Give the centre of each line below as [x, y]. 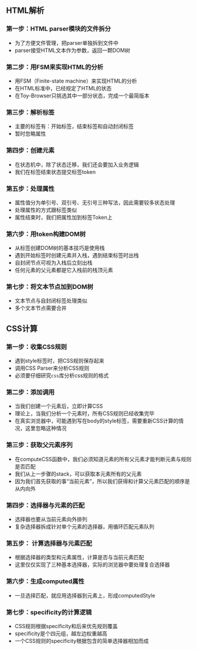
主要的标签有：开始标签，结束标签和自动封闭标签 [74, 126]
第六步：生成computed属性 [45, 582]
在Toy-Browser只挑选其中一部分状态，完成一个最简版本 [82, 96]
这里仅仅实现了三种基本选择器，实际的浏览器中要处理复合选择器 [92, 564]
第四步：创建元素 [30, 150]
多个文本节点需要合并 [40, 308]
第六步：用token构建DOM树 [46, 234]
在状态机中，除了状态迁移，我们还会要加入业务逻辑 [77, 165]
